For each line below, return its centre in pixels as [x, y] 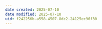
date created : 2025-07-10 [32, 10]
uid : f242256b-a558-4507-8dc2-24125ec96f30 [51, 19]
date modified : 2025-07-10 [33, 14]
